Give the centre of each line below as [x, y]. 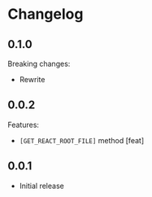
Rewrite [32, 79]
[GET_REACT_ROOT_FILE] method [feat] [81, 140]
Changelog [46, 14]
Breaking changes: [39, 63]
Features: [24, 125]
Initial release [41, 186]
